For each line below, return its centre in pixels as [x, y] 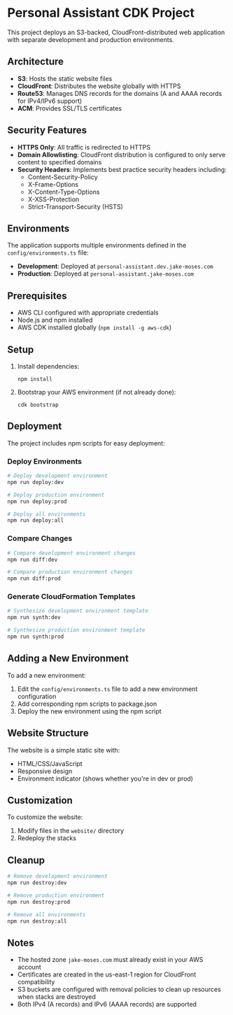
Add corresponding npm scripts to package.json [87, 704]
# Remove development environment [58, 876]
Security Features [47, 130]
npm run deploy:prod [37, 502]
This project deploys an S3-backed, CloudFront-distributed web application [116, 32]
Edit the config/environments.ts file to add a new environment [107, 689]
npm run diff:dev [33, 560]
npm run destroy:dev [37, 883]
